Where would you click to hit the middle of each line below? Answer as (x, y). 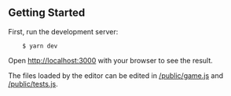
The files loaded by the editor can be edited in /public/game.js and (116, 75)
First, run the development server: (63, 31)
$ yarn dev (40, 46)
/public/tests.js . (33, 84)
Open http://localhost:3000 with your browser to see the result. (111, 60)
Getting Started (47, 13)
